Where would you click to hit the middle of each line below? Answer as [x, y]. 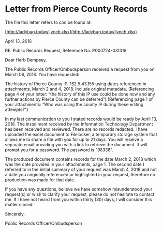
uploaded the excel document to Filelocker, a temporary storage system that [81, 134]
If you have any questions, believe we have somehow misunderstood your [79, 189]
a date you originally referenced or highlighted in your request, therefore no [80, 174]
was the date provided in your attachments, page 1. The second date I [74, 164]
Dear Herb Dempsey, [26, 60]
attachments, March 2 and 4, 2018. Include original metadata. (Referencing [80, 89]
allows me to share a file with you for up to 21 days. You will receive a [74, 139]
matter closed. [19, 204]
